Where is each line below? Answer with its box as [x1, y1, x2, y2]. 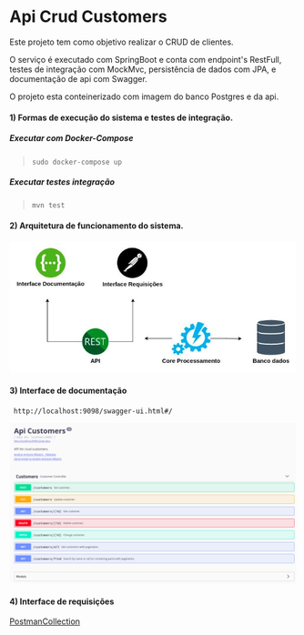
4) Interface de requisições [9, 596, 115, 607]
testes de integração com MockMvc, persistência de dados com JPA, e [9, 64, 277, 75]
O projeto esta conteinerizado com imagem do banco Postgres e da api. [9, 91, 279, 102]
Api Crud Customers [9, 6, 167, 27]
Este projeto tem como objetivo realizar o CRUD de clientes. [9, 36, 234, 47]
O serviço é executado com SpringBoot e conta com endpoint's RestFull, [9, 54, 282, 65]
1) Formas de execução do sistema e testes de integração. [9, 112, 234, 123]
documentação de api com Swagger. [9, 73, 147, 84]
